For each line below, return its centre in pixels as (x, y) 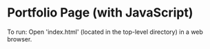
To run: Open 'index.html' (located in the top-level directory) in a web (105, 32)
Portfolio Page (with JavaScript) (100, 13)
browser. (20, 39)
